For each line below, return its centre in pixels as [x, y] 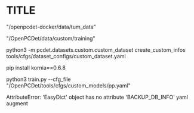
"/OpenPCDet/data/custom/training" [51, 38]
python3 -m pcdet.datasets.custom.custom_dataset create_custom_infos [96, 50]
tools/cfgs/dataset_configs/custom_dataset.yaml [66, 56]
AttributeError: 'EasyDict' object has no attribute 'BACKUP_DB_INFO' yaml [97, 97]
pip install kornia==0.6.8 [36, 68]
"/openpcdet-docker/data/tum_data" [51, 27]
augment [17, 103]
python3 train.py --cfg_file [39, 79]
